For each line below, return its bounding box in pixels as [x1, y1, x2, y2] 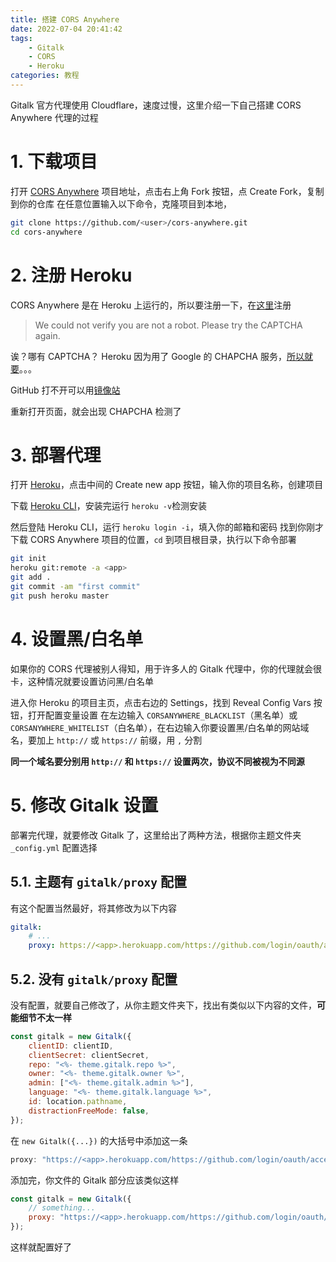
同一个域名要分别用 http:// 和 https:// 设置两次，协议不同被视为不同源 [10, 755, 305, 767]
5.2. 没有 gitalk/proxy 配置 [10, 971, 178, 988]
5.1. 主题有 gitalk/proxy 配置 [10, 874, 187, 891]
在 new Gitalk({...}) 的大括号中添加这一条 [10, 1134, 188, 1146]
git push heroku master [10, 591, 110, 601]
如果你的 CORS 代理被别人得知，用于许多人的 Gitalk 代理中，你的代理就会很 [10, 662, 323, 675]
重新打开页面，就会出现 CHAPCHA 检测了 [10, 405, 182, 417]
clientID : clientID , [28, 1041, 114, 1051]
